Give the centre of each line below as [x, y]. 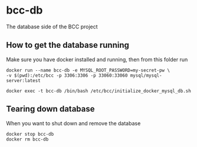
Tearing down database [50, 109]
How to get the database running [68, 45]
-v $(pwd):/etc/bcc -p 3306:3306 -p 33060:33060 [67, 75]
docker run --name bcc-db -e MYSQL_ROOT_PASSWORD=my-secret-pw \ [88, 70]
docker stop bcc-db [30, 134]
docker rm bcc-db [27, 139]
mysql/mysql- [146, 75]
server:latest [24, 80]
